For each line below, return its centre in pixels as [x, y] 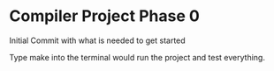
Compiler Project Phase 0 [105, 16]
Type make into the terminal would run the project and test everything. [137, 57]
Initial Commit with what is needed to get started [97, 40]
